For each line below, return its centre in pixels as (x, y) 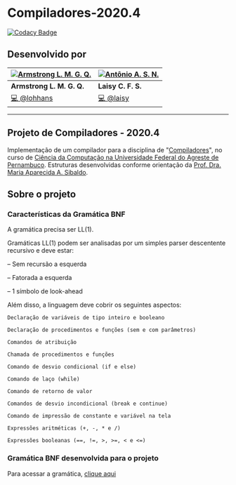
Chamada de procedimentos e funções (61, 355)
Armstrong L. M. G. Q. (47, 86)
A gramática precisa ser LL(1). (51, 230)
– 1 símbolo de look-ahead (45, 291)
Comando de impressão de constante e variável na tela (89, 416)
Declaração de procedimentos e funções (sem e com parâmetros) (102, 330)
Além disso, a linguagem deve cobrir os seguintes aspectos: (94, 305)
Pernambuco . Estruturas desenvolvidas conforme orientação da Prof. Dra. (114, 165)
